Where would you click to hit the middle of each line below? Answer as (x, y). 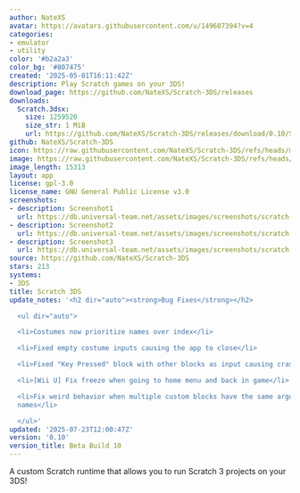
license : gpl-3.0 (42, 184)
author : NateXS (37, 17)
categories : (31, 34)
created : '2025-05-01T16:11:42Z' (71, 76)
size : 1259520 (51, 117)
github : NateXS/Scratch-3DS (62, 142)
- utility (28, 51)
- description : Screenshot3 (62, 242)
